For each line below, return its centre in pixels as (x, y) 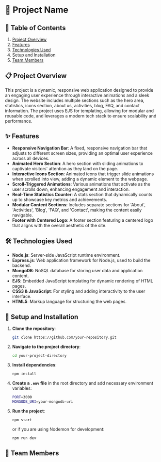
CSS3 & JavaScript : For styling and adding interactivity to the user (79, 291)
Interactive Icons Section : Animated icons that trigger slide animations (83, 174)
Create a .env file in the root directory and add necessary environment (83, 383)
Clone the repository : (34, 329)
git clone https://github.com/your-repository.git (64, 338)
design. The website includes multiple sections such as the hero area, (75, 100)
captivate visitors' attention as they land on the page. (65, 168)
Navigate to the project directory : (46, 347)
